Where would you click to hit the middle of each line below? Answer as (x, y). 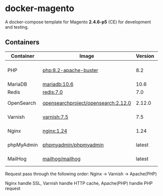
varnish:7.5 (56, 117)
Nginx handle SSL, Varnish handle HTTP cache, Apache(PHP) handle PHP (79, 183)
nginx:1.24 (55, 131)
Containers (22, 42)
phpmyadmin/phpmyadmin (73, 145)
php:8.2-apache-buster (70, 70)
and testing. (17, 27)
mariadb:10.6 (58, 84)
